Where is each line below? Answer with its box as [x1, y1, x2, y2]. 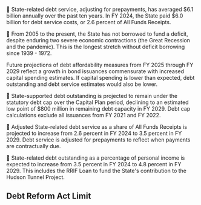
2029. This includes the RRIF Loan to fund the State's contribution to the [6, 167, 186, 174]
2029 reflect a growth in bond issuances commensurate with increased [6, 68, 185, 75]
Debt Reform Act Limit [6, 191, 91, 201]
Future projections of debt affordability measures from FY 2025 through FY [6, 61, 194, 68]
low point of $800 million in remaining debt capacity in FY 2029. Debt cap [6, 105, 191, 112]
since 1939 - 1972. [6, 50, 52, 57]
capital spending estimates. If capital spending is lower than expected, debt [6, 74, 195, 81]
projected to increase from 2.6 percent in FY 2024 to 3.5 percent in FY [6, 130, 182, 137]
